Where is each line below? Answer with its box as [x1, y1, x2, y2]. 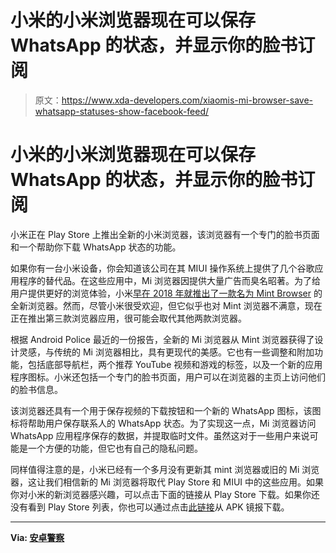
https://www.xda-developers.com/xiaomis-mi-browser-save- [61, 94, 314, 106]
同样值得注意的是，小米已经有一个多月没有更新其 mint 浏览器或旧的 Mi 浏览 [10, 463, 320, 475]
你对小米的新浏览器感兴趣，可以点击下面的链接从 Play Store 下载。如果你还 [10, 488, 320, 500]
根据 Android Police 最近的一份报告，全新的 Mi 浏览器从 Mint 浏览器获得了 [10, 333, 315, 345]
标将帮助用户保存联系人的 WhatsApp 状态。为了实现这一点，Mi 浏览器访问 [10, 417, 317, 429]
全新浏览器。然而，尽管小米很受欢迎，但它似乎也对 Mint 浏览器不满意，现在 [10, 299, 323, 311]
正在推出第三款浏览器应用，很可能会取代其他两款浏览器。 [10, 312, 247, 324]
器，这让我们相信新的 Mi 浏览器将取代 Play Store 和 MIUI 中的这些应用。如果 [10, 476, 325, 488]
